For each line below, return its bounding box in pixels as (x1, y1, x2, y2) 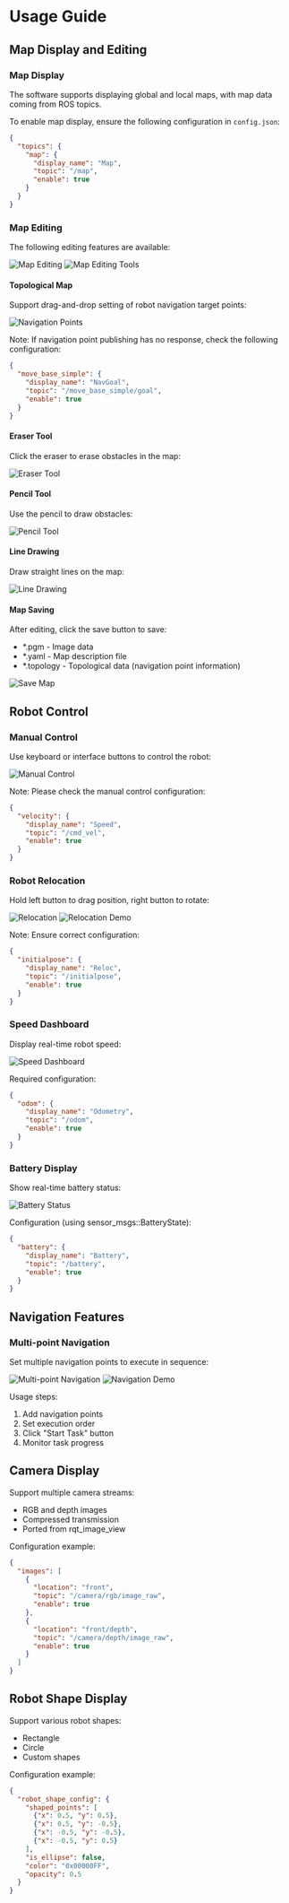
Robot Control (9, 704, 89, 719)
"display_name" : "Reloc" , (25, 964, 123, 973)
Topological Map (9, 280, 73, 291)
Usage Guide (9, 6, 107, 27)
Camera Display (9, 1464, 100, 1479)
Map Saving (9, 604, 55, 615)
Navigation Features (9, 1309, 125, 1325)
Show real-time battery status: (9, 1182, 122, 1194)
